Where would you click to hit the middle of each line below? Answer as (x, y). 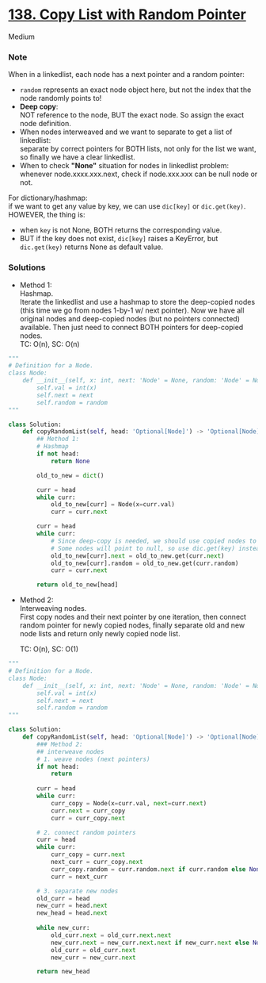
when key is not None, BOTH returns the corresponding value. (121, 230)
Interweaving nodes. (53, 609)
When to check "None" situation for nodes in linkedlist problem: (124, 166)
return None (70, 461)
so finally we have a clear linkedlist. (78, 157)
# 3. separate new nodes (78, 891)
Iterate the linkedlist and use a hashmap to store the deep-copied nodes (137, 301)
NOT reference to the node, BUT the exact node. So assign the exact (132, 115)
